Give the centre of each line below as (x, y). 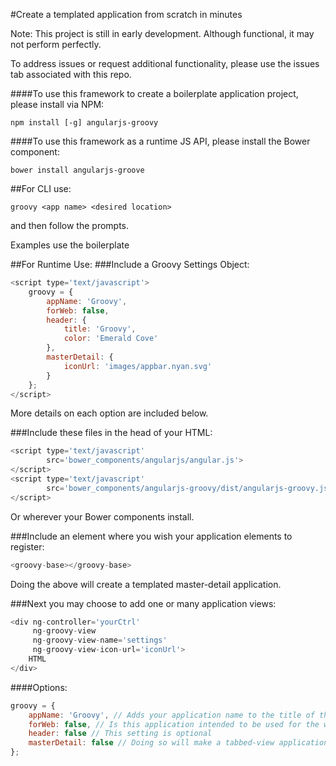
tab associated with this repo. (71, 74)
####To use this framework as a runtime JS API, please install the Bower (160, 141)
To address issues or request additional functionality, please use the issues (165, 63)
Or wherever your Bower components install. (102, 516)
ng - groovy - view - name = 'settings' (100, 640)
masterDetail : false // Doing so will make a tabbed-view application (178, 743)
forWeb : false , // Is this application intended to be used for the (174, 724)
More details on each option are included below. (109, 413)
